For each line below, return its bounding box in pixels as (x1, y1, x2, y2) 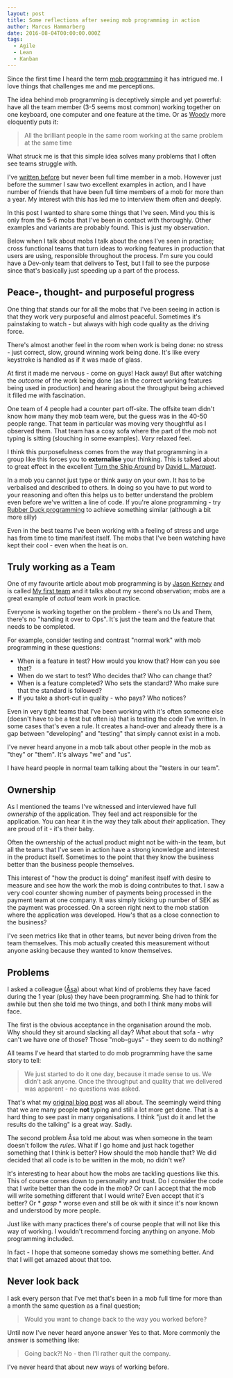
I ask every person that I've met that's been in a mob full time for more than (7, 1294, 223, 1302)
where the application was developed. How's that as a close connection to (7, 911, 220, 919)
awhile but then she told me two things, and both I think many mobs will (7, 1000, 212, 1008)
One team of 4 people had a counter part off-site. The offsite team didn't (7, 404, 215, 412)
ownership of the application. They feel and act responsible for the (7, 810, 198, 818)
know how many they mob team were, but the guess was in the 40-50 (7, 412, 208, 420)
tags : (7, 36, 23, 43)
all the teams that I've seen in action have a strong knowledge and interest (7, 846, 220, 854)
